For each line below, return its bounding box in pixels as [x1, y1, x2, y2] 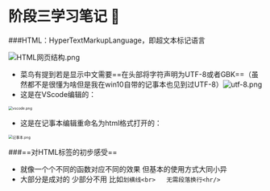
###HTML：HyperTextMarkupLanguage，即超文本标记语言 [8, 35, 206, 45]
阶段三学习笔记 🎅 [8, 7, 121, 26]
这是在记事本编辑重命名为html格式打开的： [19, 118, 163, 128]
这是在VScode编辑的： [19, 89, 97, 99]
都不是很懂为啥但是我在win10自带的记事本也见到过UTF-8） [27, 79, 223, 89]
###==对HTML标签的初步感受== [8, 147, 118, 156]
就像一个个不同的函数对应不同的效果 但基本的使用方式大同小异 [19, 164, 227, 173]
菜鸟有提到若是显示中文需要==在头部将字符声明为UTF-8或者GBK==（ [19, 69, 252, 79]
